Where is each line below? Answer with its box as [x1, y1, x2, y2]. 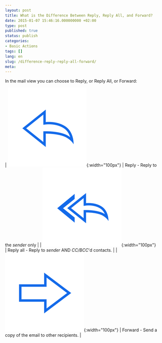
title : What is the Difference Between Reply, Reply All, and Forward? [5, 13, 153, 18]
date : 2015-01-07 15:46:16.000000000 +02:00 [5, 18, 97, 23]
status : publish [5, 34, 38, 38]
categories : [5, 39, 29, 44]
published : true [5, 28, 38, 34]
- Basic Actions [5, 44, 38, 49]
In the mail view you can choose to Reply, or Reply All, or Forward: [5, 78, 137, 84]
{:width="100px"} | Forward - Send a [84, 327, 158, 333]
